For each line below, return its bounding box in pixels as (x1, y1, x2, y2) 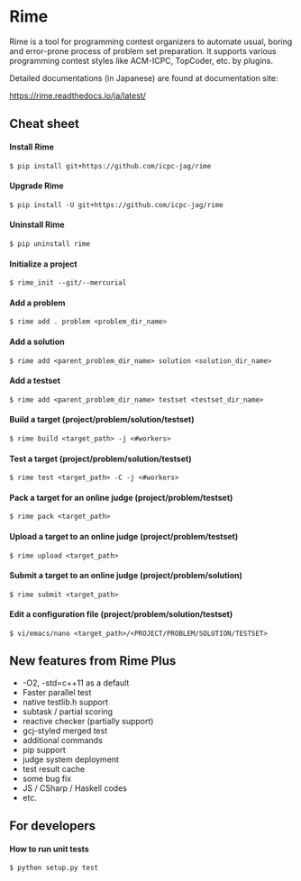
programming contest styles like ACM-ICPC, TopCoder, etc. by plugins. (9, 55, 273, 66)
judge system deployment (22, 754, 120, 765)
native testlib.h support (22, 696, 109, 707)
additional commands (22, 734, 104, 745)
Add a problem (9, 297, 66, 308)
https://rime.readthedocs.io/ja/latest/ (9, 90, 147, 101)
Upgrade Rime (9, 180, 65, 191)
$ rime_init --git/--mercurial (9, 278, 127, 287)
